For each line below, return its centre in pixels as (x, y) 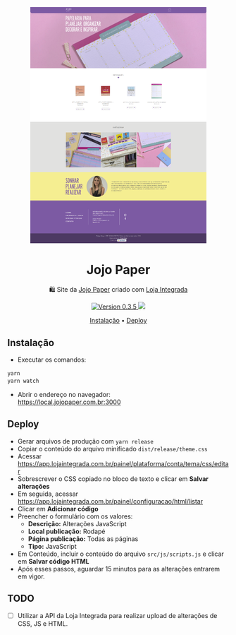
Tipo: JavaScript (52, 546)
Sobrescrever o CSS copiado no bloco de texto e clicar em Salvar (113, 479)
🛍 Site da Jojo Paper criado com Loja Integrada (118, 290)
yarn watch (23, 381)
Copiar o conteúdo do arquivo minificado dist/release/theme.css (112, 449)
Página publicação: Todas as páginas (83, 539)
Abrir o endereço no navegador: (64, 394)
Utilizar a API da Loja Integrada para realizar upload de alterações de (117, 615)
